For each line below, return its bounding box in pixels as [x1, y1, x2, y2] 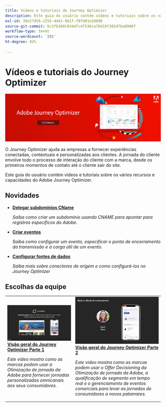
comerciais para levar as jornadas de [75, 385, 152, 391]
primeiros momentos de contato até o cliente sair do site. [5, 162, 121, 168]
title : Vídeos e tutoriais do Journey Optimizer [5, 8, 107, 13]
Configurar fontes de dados [12, 253, 71, 259]
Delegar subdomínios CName [12, 204, 74, 210]
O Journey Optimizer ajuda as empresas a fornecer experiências [5, 146, 137, 152]
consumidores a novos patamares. [75, 391, 146, 397]
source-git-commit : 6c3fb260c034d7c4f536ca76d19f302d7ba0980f [5, 24, 136, 29]
